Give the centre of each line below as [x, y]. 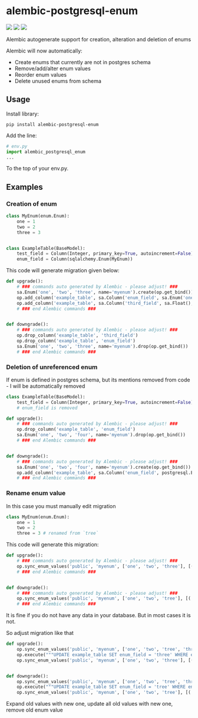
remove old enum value [34, 710]
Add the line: [22, 135]
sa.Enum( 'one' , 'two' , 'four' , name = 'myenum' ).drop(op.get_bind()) [101, 435]
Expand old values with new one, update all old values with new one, [90, 704]
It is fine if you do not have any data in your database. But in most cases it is [98, 615]
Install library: [23, 114]
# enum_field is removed [47, 408]
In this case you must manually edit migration [61, 506]
